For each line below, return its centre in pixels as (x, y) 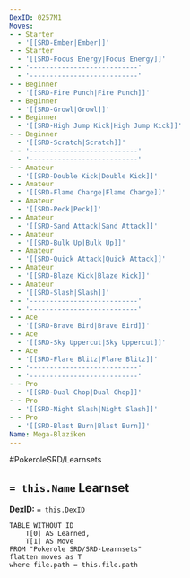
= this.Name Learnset (69, 488)
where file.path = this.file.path (74, 565)
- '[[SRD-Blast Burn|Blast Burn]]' (84, 426)
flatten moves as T (46, 557)
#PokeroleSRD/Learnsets (56, 460)
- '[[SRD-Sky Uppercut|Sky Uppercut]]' (92, 342)
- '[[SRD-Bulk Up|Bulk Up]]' (72, 243)
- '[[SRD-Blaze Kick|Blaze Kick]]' (84, 276)
